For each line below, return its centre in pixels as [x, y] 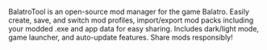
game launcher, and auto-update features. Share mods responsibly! [121, 37]
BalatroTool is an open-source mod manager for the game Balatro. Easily [129, 12]
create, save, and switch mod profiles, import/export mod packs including [131, 20]
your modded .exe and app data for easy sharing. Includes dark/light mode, [134, 29]
